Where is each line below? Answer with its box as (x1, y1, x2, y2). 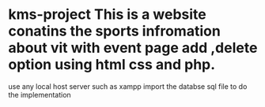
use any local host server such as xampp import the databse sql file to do (8, 81, 248, 91)
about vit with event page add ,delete (8, 39, 258, 57)
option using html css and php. (8, 56, 216, 74)
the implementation (8, 90, 71, 99)
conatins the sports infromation (8, 22, 221, 40)
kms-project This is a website (8, 6, 207, 24)
